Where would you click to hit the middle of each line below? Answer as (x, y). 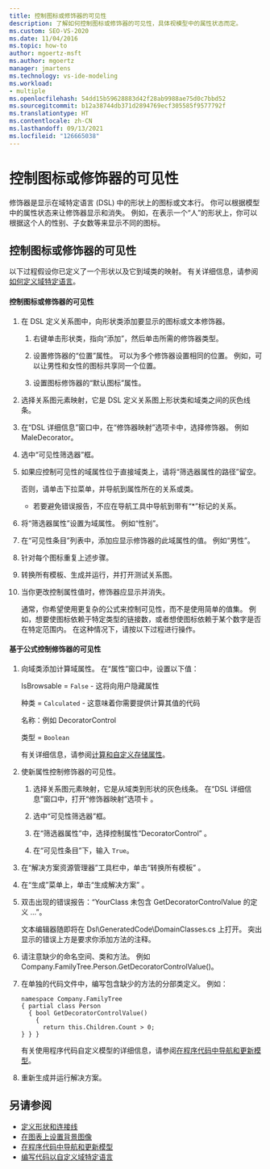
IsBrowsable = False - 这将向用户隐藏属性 (90, 685)
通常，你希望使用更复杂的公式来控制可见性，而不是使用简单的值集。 (134, 609)
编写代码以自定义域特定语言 (67, 1157)
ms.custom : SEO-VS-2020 (49, 31)
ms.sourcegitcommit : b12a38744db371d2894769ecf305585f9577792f (118, 106)
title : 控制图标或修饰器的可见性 (58, 16)
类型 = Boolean (45, 737)
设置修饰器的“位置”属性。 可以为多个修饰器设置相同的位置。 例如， (144, 355)
